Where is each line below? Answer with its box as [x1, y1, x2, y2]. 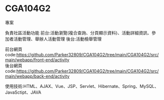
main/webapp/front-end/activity [5, 57, 70, 63]
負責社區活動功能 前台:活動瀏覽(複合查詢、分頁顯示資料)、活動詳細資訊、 [5, 30, 152, 35]
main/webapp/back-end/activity [5, 73, 70, 79]
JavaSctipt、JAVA [5, 89, 41, 95]
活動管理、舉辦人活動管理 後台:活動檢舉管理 [13, 36, 102, 42]
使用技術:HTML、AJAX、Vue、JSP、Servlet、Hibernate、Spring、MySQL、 [5, 83, 159, 89]
